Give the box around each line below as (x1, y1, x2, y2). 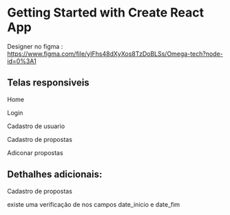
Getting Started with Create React (7, 5, 205, 21)
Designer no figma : (7, 42, 63, 50)
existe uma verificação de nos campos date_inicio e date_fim (7, 200, 180, 208)
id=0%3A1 (7, 57, 36, 65)
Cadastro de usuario (7, 122, 65, 130)
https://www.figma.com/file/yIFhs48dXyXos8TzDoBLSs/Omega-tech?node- (7, 50, 224, 58)
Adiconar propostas (7, 148, 63, 156)
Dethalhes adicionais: (7, 169, 103, 181)
